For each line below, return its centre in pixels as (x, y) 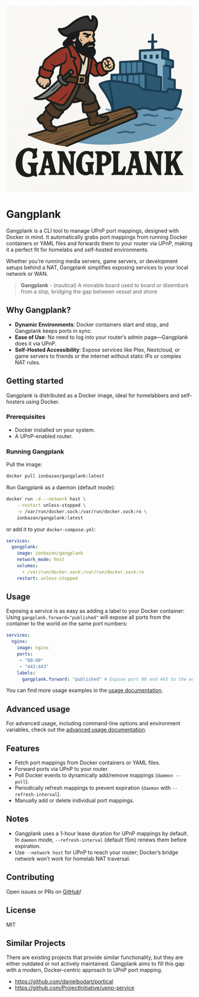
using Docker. (43, 401)
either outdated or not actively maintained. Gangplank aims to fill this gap (95, 964)
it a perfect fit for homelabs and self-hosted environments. (78, 249)
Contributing (30, 877)
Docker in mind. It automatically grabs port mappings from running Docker (97, 237)
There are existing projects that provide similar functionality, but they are (95, 957)
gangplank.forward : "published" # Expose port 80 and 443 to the (104, 679)
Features (23, 748)
